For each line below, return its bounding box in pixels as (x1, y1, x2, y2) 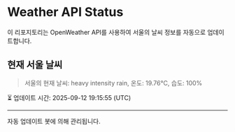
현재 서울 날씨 (7, 59, 63, 71)
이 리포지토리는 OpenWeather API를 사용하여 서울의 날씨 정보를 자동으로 (7, 28, 206, 36)
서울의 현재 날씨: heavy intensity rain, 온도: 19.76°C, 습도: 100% (24, 79, 203, 87)
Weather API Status (7, 4, 124, 20)
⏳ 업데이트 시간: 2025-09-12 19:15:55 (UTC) (7, 93, 131, 101)
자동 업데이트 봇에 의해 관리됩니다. (7, 117, 101, 125)
